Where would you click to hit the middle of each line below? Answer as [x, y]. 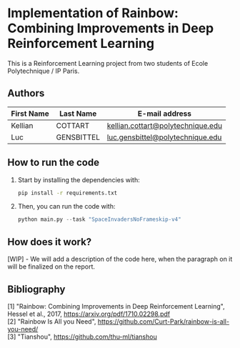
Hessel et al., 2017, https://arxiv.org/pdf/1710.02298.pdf [89, 314]
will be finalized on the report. [51, 267]
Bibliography [36, 289]
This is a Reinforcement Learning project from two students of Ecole [108, 63]
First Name [30, 114]
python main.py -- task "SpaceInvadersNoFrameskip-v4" [99, 219]
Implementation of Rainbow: [93, 13]
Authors [26, 93]
